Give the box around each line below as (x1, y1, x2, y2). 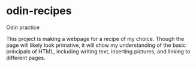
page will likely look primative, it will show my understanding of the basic (6, 42, 186, 49)
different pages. (6, 54, 46, 61)
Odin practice (6, 24, 40, 31)
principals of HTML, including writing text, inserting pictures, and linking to (6, 47, 191, 55)
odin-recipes (6, 4, 72, 18)
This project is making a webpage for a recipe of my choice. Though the (6, 35, 185, 42)
